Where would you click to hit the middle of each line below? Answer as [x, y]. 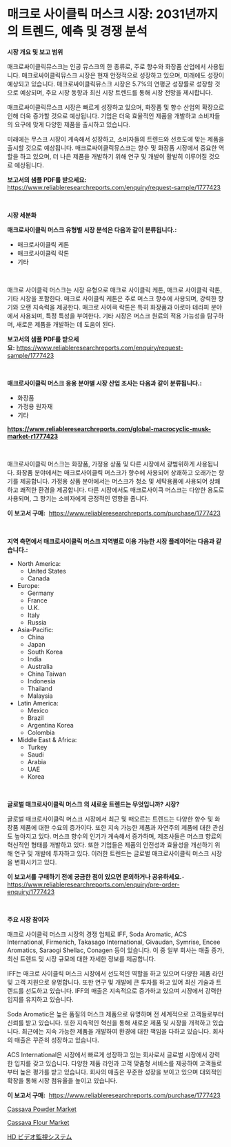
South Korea [45, 652]
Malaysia [40, 696]
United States [47, 571]
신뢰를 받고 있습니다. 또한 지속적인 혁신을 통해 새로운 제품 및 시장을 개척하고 [109, 1023]
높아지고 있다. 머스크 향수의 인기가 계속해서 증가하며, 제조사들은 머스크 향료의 [118, 836]
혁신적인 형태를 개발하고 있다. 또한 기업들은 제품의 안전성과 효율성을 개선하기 [110, 844]
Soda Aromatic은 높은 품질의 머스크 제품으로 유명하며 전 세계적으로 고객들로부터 [115, 1014]
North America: [39, 563]
